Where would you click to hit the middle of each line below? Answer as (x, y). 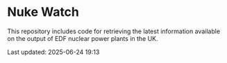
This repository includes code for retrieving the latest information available (114, 31)
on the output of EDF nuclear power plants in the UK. (83, 38)
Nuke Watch (43, 12)
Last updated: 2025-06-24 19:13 (53, 52)
